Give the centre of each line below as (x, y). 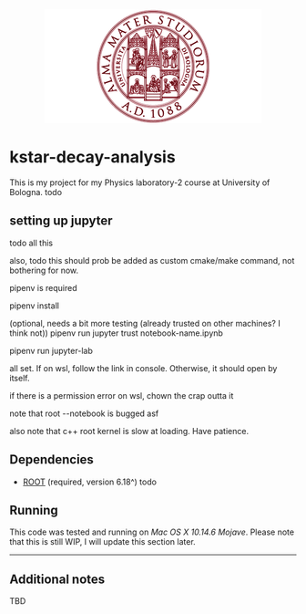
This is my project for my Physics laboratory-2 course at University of (140, 182)
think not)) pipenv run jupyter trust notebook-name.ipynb (116, 333)
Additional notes (57, 579)
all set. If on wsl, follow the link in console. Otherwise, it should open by (143, 368)
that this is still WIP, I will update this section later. (102, 542)
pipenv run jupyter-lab (51, 350)
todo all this (31, 243)
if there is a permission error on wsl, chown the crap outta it (122, 395)
